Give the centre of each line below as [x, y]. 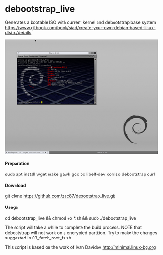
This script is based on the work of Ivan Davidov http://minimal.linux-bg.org [81, 247]
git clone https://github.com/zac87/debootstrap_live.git [60, 196]
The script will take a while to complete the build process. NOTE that [73, 227]
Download [16, 185]
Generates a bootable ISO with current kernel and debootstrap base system [81, 22]
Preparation [17, 163]
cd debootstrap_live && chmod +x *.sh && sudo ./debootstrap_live [71, 218]
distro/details [18, 32]
